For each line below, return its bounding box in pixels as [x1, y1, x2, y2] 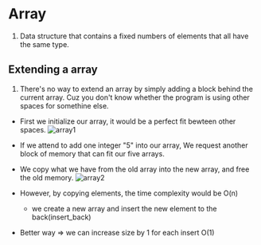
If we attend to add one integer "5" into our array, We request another [19, 140, 248, 150]
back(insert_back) [31, 212, 92, 222]
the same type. [19, 39, 69, 49]
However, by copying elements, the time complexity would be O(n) [19, 188, 239, 198]
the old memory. [19, 172, 74, 182]
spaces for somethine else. [19, 101, 109, 110]
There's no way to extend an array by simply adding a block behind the [19, 84, 253, 93]
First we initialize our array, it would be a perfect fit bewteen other [19, 117, 236, 126]
